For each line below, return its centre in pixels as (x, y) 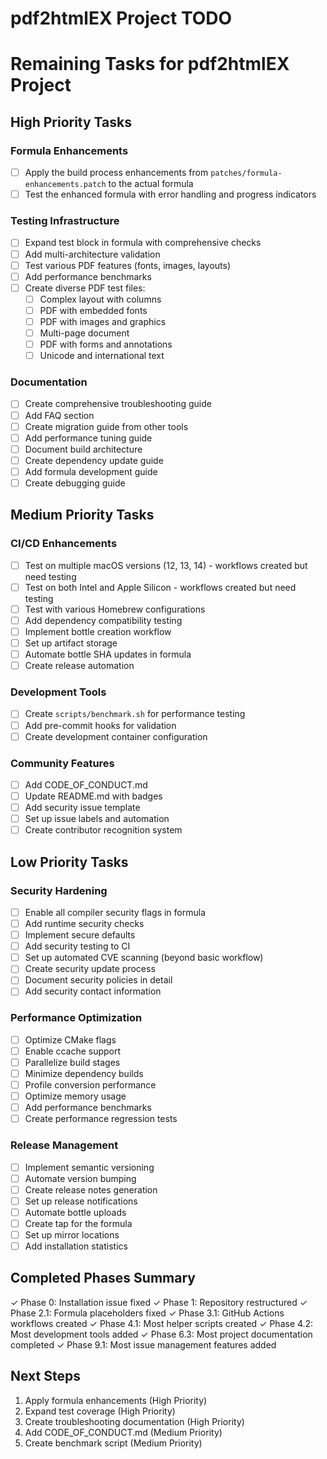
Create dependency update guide (94, 460)
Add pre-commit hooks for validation (100, 725)
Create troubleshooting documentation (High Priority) (134, 1421)
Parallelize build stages (72, 1062)
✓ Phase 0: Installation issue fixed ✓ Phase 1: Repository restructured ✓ (159, 1302)
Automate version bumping (80, 1178)
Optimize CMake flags (70, 1039)
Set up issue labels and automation (97, 819)
